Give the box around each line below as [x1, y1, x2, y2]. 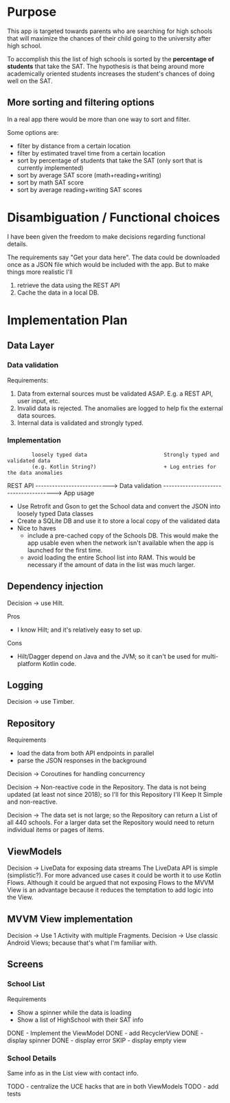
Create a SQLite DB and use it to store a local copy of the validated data [16, 517, 220, 525]
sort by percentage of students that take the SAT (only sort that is [16, 156, 203, 164]
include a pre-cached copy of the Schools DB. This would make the [27, 531, 218, 539]
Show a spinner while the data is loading [16, 1008, 132, 1016]
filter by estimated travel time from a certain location [16, 149, 166, 157]
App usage [63, 489, 95, 497]
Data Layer [7, 340, 55, 352]
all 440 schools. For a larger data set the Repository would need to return [7, 818, 215, 826]
